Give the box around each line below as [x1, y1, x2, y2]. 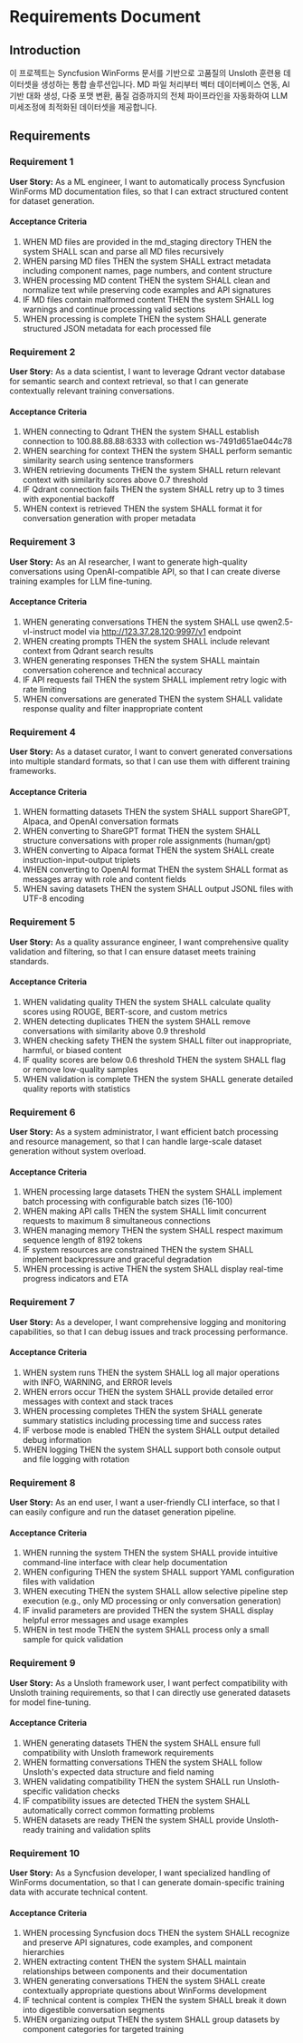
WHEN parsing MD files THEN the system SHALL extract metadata [22, 256, 271, 266]
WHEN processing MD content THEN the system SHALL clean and [22, 275, 270, 286]
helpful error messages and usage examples [22, 1615, 189, 1626]
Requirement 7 [9, 1296, 75, 1309]
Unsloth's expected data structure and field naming [22, 1766, 214, 1777]
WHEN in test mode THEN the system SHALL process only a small [22, 1624, 270, 1635]
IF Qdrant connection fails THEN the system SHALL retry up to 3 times [22, 484, 285, 495]
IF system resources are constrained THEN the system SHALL [22, 1244, 254, 1255]
